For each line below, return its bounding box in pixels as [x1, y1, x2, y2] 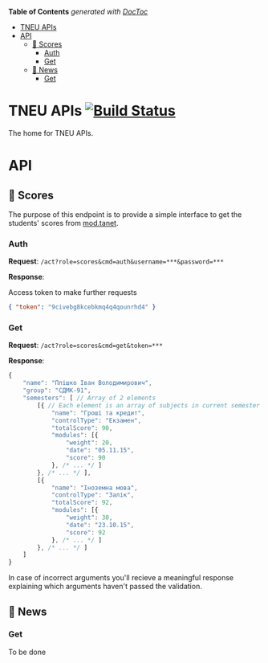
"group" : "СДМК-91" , [22, 387, 91, 395]
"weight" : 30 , [65, 514, 113, 522]
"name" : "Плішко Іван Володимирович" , [22, 379, 152, 387]
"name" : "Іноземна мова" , [51, 484, 138, 492]
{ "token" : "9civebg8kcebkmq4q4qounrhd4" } [8, 303, 156, 312]
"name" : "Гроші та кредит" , [51, 409, 146, 417]
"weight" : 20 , [65, 439, 113, 447]
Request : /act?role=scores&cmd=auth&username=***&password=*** [8, 256, 225, 266]
